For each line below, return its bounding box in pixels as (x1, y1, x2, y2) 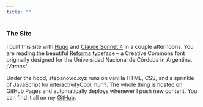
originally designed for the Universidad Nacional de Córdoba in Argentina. (6, 56, 193, 63)
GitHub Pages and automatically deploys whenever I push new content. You (6, 87, 197, 95)
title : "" (6, 9, 32, 15)
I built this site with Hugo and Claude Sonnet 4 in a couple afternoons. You (6, 43, 194, 50)
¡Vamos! (6, 62, 28, 70)
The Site (6, 29, 32, 37)
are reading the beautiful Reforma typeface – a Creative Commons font (6, 50, 185, 57)
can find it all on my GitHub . (6, 94, 76, 101)
